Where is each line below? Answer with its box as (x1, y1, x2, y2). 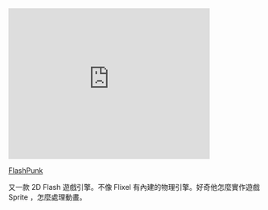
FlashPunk (8, 166, 43, 175)
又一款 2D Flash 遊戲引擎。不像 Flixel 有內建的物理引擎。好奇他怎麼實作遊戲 (8, 183, 260, 191)
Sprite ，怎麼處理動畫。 (8, 192, 87, 202)
